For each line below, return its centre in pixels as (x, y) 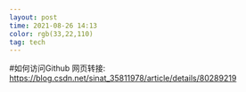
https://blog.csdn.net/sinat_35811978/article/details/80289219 (123, 78)
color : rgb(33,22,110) (51, 34)
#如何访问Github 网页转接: (57, 68)
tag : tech (28, 42)
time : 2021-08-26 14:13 (53, 26)
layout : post (33, 17)
